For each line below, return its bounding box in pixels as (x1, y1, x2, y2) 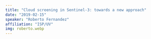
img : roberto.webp (5, 26, 44, 31)
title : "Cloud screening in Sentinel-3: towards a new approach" (5, 7, 146, 13)
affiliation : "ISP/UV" (5, 21, 53, 27)
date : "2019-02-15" (5, 12, 47, 17)
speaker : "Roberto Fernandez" (5, 17, 70, 22)
